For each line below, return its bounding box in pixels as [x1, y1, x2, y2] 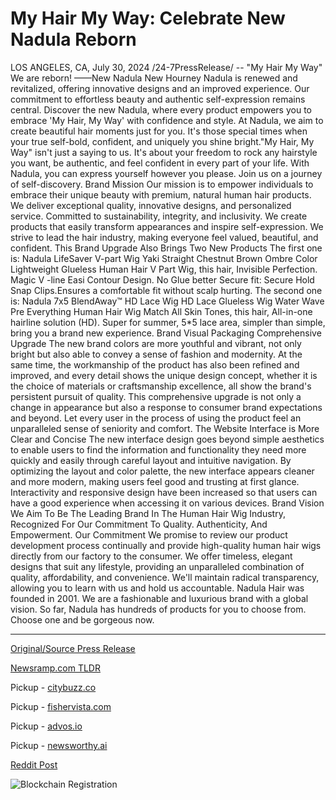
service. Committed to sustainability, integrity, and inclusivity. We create [10, 210, 308, 222]
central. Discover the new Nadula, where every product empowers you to [10, 103, 312, 116]
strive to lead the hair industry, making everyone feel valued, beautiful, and [10, 231, 319, 243]
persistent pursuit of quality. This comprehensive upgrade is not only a [10, 390, 302, 402]
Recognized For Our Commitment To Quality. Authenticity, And [10, 518, 268, 530]
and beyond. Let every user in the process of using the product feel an [10, 412, 302, 424]
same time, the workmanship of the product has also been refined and [10, 358, 300, 371]
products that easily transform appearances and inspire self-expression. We [10, 220, 324, 232]
